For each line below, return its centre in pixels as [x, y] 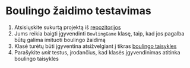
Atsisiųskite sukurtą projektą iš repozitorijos [67, 27]
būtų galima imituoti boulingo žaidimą [60, 40]
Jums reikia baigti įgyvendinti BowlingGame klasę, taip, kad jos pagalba [99, 33]
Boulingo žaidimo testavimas [79, 11]
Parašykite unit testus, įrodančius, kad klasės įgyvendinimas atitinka [97, 52]
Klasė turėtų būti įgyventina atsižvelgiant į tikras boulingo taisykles [95, 46]
